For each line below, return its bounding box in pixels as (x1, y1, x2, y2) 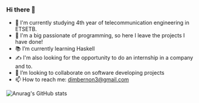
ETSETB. (14, 25, 37, 33)
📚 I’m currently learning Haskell (14, 45, 95, 52)
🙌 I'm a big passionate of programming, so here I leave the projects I (14, 32, 185, 39)
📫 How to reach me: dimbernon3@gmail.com (14, 76, 130, 83)
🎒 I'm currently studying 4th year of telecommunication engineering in (14, 19, 190, 27)
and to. (14, 63, 33, 70)
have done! (14, 39, 43, 46)
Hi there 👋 (6, 5, 36, 14)
